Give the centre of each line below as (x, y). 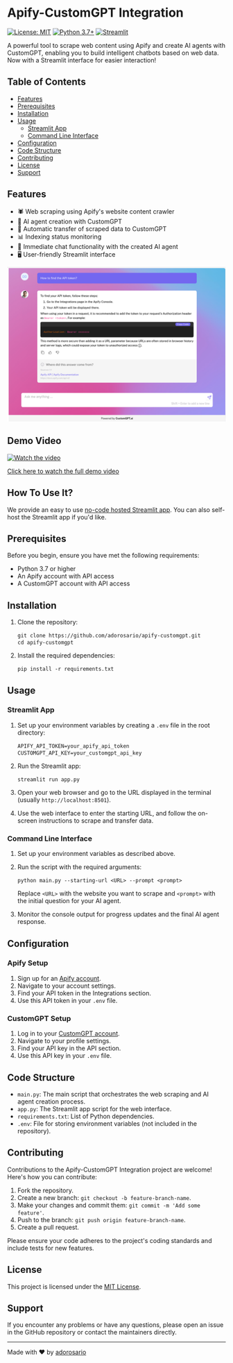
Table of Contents (47, 82)
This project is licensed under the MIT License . (74, 1286)
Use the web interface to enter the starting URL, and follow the (106, 813)
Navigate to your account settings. (67, 986)
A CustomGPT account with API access (74, 583)
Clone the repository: (48, 622)
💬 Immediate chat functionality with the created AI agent (97, 246)
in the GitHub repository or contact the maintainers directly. (92, 1332)
